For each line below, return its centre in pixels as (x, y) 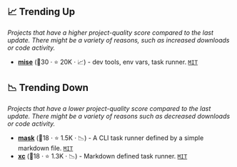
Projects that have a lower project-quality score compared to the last (109, 108)
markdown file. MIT (45, 148)
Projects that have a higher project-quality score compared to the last (111, 32)
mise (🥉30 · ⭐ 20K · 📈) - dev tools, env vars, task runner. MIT (108, 62)
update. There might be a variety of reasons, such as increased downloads (118, 40)
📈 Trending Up (41, 12)
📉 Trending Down (48, 88)
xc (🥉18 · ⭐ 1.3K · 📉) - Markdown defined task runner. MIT (102, 156)
